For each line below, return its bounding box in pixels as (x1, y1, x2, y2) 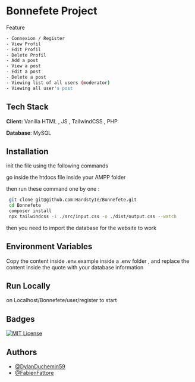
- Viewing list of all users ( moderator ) (6, 79, 111, 86)
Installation (6, 146, 49, 156)
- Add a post (6, 58, 39, 64)
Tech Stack (6, 102, 49, 112)
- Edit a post (6, 69, 42, 75)
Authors (6, 347, 37, 357)
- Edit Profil (6, 46, 42, 52)
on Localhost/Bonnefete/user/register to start (6, 297, 117, 304)
